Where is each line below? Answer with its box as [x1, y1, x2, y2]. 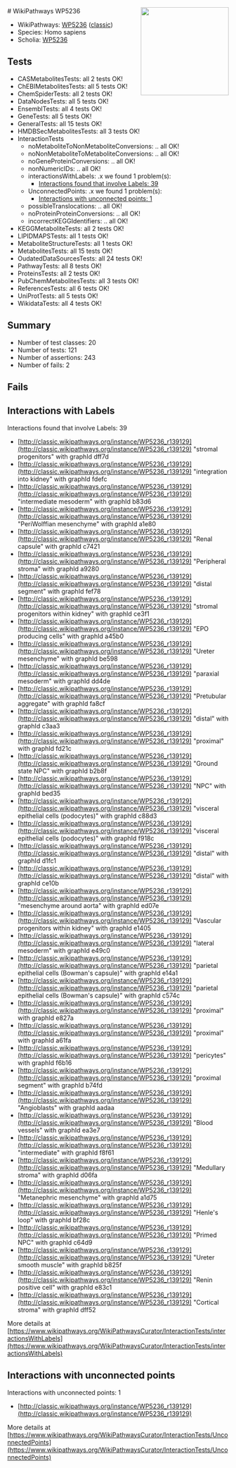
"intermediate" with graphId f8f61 [17, 1148, 114, 1157]
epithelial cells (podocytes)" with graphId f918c [17, 834, 155, 842]
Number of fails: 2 [17, 361, 70, 369]
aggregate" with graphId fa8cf [17, 699, 105, 707]
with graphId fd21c [17, 744, 72, 752]
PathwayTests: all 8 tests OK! [17, 261, 102, 270]
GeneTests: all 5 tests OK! [17, 112, 92, 120]
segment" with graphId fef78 [17, 587, 101, 595]
